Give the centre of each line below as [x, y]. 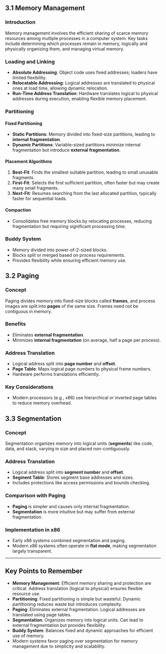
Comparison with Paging [35, 496]
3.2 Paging [22, 276]
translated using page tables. [42, 614]
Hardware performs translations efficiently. [56, 374]
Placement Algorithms [29, 161]
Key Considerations [29, 387]
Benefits [16, 324]
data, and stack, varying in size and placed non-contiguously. [68, 449]
